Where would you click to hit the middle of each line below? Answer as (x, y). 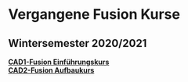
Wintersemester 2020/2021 (78, 43)
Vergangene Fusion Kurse (94, 14)
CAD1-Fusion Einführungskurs (59, 62)
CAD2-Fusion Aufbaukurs (51, 70)
